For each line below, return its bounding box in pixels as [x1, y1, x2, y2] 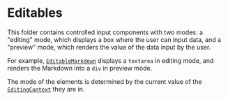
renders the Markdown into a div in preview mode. [7, 64, 153, 72]
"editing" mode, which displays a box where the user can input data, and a [7, 35, 222, 43]
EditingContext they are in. [7, 85, 85, 93]
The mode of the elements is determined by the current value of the [7, 77, 202, 85]
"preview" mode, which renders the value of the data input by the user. [7, 43, 211, 51]
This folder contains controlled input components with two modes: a [7, 28, 204, 36]
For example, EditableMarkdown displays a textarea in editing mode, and [7, 56, 214, 64]
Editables [7, 5, 63, 21]
